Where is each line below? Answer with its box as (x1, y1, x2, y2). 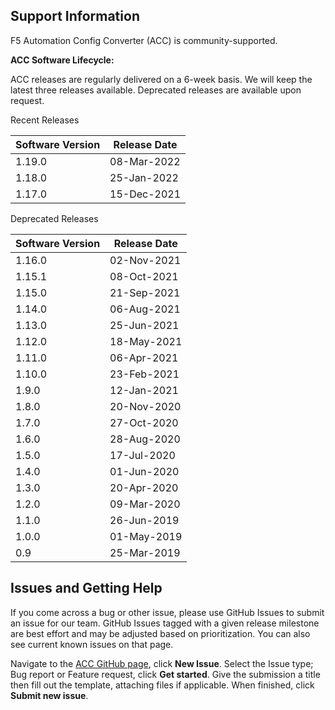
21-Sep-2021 (109, 285, 181, 299)
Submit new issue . (10, 689, 89, 701)
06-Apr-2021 (109, 350, 179, 364)
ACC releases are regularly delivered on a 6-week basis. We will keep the (10, 73, 313, 85)
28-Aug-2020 (109, 432, 181, 446)
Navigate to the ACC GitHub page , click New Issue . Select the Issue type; (10, 657, 314, 669)
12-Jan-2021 (109, 383, 179, 397)
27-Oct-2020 (109, 415, 179, 429)
